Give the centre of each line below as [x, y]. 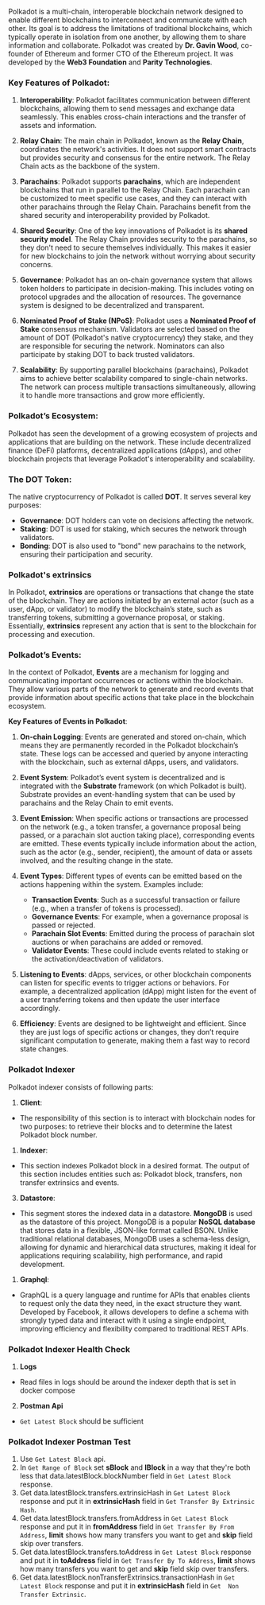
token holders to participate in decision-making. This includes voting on [137, 289]
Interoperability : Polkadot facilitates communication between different [135, 100]
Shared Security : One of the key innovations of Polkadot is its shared [134, 231]
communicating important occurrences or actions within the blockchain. [126, 681]
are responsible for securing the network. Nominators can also [122, 346]
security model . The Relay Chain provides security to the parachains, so [138, 239]
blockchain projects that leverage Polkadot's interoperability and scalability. [132, 459]
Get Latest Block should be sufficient [82, 1421]
